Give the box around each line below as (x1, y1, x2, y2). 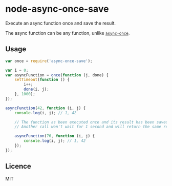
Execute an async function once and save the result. (5, 20, 116, 26)
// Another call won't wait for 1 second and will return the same (14, 124, 161, 130)
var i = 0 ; (5, 68, 29, 73)
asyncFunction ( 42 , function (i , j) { (5, 106, 86, 111)
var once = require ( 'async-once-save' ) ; (5, 58, 93, 64)
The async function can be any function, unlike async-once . (5, 30, 130, 36)
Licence (5, 162, 32, 171)
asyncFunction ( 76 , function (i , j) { (14, 134, 95, 139)
